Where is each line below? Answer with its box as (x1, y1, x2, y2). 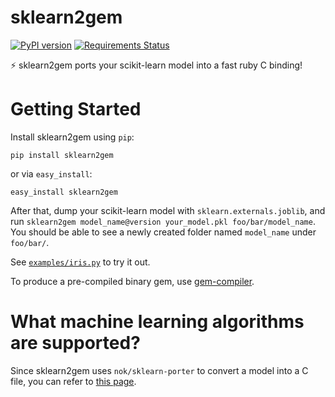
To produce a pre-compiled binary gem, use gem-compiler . (10, 275, 255, 287)
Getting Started (10, 98, 142, 121)
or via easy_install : (10, 167, 93, 180)
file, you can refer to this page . (10, 375, 137, 387)
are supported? (10, 332, 141, 355)
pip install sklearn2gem (10, 150, 114, 160)
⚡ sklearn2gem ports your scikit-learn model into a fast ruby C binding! (10, 59, 303, 71)
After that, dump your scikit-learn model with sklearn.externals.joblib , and (10, 204, 326, 216)
